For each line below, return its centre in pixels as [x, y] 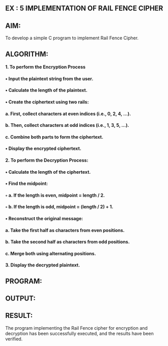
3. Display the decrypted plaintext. [43, 265]
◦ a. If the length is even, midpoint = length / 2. [55, 195]
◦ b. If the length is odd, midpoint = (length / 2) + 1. [59, 207]
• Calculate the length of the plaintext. [46, 90]
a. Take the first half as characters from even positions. [65, 230]
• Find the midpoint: [27, 183]
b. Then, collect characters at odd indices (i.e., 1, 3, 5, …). [67, 125]
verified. [14, 339]
